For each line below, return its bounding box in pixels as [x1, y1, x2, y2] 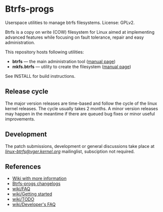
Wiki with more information [12, 175, 67, 182]
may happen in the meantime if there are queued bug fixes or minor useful [5, 111, 155, 117]
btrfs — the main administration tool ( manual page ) [12, 58, 116, 64]
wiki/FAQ [12, 186, 30, 192]
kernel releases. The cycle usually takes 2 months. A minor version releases [5, 105, 158, 111]
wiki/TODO [12, 196, 34, 202]
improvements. [5, 116, 35, 122]
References [5, 163, 41, 171]
